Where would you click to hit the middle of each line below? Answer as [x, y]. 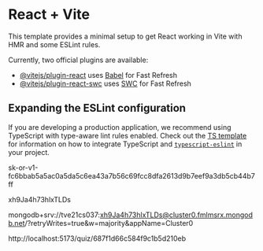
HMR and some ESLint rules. [54, 44]
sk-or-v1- [23, 168]
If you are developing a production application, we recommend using [120, 127]
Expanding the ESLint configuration [97, 108]
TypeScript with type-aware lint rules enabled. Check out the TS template [128, 135]
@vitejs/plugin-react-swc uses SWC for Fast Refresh [105, 83]
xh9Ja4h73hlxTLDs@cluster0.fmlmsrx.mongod [176, 215]
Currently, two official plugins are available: [78, 60]
